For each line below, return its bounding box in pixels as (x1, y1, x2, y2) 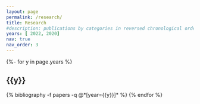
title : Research (6, 20, 46, 26)
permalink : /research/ (6, 14, 62, 20)
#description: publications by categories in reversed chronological (6, 25, 183, 31)
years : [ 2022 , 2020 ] (6, 31, 60, 37)
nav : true (6, 36, 31, 42)
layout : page (6, 8, 39, 15)
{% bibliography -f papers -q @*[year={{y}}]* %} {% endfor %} (6, 91, 163, 98)
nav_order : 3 (6, 42, 39, 48)
